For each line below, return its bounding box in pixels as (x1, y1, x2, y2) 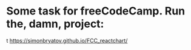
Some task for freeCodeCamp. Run (6, 4, 186, 18)
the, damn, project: (6, 17, 104, 31)
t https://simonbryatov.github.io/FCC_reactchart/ (6, 37, 128, 44)
